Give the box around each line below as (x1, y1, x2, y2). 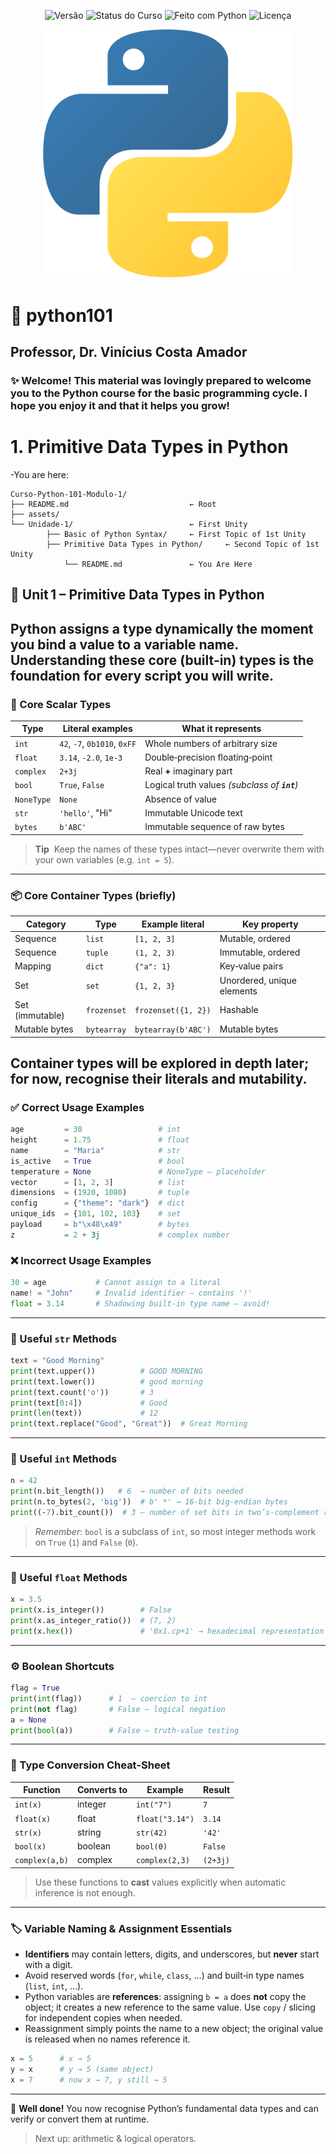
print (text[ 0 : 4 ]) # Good (10, 1398, 168, 1408)
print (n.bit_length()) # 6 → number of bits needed (10, 1486, 244, 1497)
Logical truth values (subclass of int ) (144, 779, 299, 791)
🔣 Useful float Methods (10, 1570, 128, 1584)
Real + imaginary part (144, 765, 233, 777)
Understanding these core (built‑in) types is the (10, 651, 315, 669)
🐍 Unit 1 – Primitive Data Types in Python (10, 586, 265, 604)
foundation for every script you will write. (10, 667, 274, 684)
